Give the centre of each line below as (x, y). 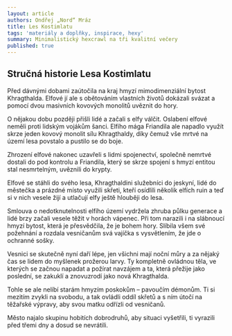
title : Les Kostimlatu (40, 26)
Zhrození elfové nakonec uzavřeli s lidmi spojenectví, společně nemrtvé (109, 154)
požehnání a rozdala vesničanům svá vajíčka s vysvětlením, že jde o (104, 233)
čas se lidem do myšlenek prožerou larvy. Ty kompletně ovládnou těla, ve (112, 261)
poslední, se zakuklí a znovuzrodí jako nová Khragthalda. (88, 276)
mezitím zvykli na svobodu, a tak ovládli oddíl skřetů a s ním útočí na (105, 296)
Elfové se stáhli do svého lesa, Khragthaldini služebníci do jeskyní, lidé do (112, 183)
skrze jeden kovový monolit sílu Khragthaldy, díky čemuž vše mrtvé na (108, 133)
